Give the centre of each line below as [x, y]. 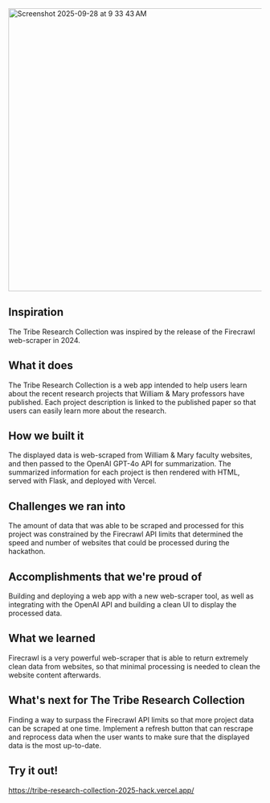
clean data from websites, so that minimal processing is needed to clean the [135, 666]
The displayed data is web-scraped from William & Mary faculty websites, [131, 455]
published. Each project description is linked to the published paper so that [132, 402]
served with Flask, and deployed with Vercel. [82, 481]
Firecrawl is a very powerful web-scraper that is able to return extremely [129, 658]
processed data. [35, 613]
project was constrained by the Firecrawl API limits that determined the [126, 534]
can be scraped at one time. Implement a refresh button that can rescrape [131, 728]
